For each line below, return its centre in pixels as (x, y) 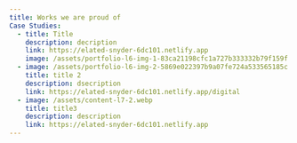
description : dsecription (73, 83)
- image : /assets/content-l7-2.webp (85, 100)
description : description (73, 116)
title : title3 (51, 108)
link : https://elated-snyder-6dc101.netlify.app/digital (133, 91)
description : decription (71, 42)
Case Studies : (36, 26)
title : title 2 (53, 75)
